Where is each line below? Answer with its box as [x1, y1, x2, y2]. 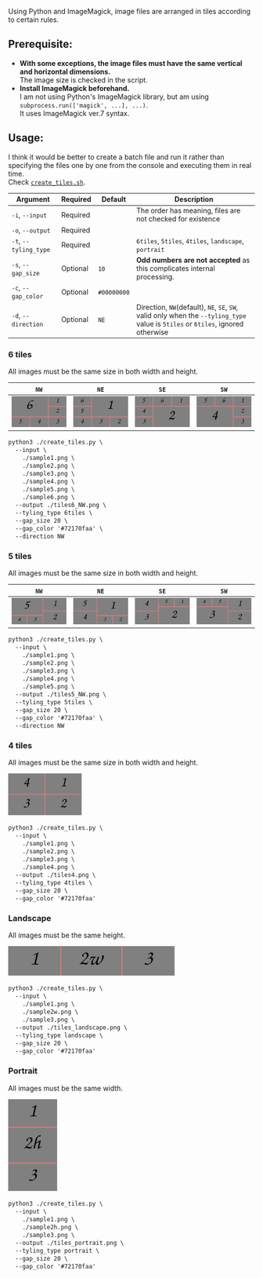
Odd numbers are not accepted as [136, 255, 250, 265]
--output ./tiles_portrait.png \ [15, 1240, 124, 1247]
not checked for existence [136, 214, 221, 224]
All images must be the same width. [8, 1083, 124, 1093]
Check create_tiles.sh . [8, 177, 86, 187]
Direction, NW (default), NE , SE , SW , [136, 302, 239, 312]
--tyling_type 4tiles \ [15, 879, 92, 887]
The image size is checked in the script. [19, 75, 148, 85]
